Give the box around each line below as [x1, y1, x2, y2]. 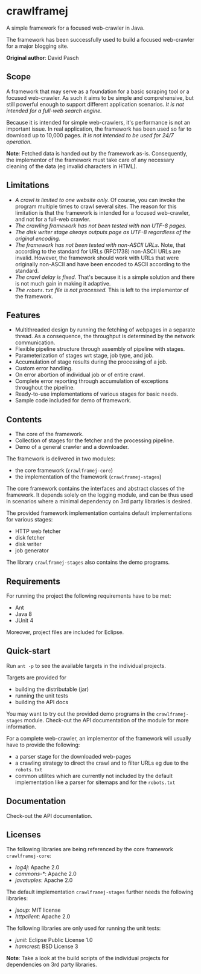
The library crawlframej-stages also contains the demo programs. [6, 558, 170, 566]
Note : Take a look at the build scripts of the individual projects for [6, 955, 169, 962]
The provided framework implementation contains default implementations [6, 509, 192, 517]
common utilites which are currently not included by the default [14, 772, 173, 779]
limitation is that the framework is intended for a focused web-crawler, [14, 209, 190, 216]
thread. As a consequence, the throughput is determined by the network [14, 333, 195, 340]
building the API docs [14, 698, 68, 705]
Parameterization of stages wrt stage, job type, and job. [14, 352, 154, 359]
